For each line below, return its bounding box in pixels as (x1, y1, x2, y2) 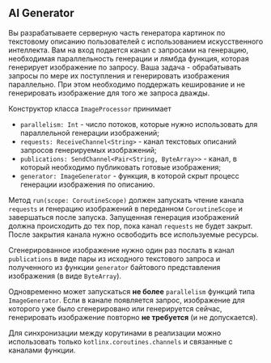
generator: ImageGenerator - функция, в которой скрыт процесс (19, 171, 240, 180)
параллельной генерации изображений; (19, 128, 159, 137)
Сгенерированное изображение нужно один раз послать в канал (8, 245, 235, 255)
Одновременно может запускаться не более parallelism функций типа (8, 286, 256, 296)
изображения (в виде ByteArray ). (8, 271, 122, 281)
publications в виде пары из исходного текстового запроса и (8, 254, 221, 264)
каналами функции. (8, 345, 76, 355)
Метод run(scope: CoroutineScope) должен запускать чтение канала (8, 195, 244, 205)
